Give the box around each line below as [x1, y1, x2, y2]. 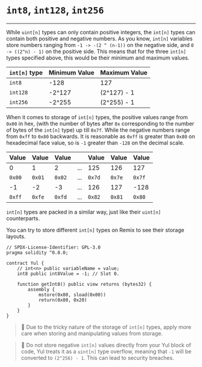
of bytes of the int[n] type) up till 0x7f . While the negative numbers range [6, 126, 191, 134]
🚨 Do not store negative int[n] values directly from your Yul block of [20, 341, 191, 348]
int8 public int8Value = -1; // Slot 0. [17, 271, 120, 277]
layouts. [6, 232, 26, 240]
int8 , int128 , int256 [6, 3, 104, 17]
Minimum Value [48, 68, 94, 76]
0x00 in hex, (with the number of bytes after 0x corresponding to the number [6, 120, 194, 127]
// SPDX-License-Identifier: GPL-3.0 [6, 244, 101, 250]
